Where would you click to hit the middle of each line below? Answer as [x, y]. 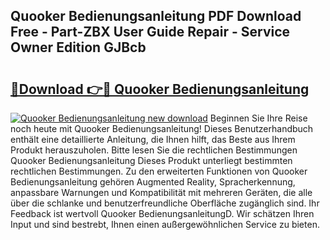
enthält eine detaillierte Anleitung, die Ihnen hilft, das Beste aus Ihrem [153, 139]
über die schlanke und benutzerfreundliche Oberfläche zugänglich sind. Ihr [165, 203]
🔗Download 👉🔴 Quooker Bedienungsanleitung [160, 89]
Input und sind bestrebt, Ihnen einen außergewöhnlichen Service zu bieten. [165, 224]
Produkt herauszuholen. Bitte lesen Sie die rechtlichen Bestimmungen [154, 150]
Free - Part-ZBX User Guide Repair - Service [150, 32]
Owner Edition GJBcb [78, 47]
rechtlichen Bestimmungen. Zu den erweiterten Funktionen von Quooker [159, 171]
